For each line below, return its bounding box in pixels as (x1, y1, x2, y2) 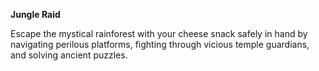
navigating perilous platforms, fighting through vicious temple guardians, (10, 39, 310, 50)
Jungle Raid (10, 9, 61, 20)
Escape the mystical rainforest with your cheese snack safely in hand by (10, 28, 308, 39)
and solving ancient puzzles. (10, 49, 128, 61)
